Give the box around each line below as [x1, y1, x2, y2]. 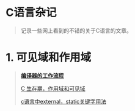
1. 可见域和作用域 [5, 51, 92, 65]
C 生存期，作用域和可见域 [20, 85, 86, 92]
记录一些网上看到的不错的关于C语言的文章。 [20, 27, 133, 34]
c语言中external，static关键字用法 [20, 98, 107, 105]
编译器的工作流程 [20, 71, 64, 79]
